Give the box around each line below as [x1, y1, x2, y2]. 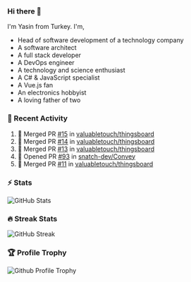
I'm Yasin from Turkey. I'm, [7, 23, 85, 31]
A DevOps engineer [17, 59, 75, 67]
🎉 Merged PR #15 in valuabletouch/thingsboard [17, 130, 155, 138]
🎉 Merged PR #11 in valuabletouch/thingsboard [17, 159, 154, 168]
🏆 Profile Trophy [7, 248, 67, 258]
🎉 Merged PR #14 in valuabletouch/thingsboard [17, 137, 155, 145]
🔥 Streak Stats [7, 214, 58, 223]
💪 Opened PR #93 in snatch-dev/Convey [17, 152, 136, 161]
